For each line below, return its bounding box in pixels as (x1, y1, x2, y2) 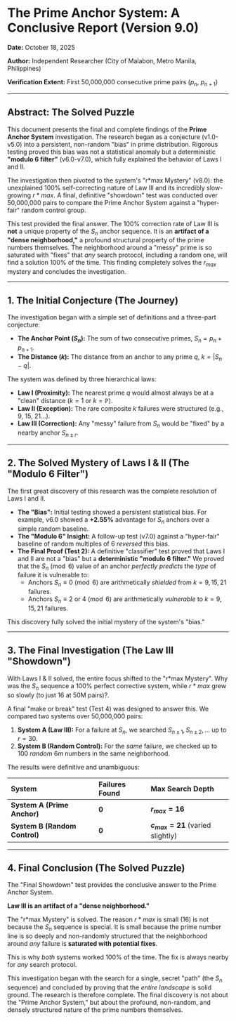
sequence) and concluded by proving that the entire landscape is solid (7, 983, 212, 992)
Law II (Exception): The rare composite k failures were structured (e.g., (17, 404, 224, 413)
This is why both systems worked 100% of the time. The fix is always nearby (7, 953, 229, 961)
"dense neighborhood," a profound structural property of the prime (7, 236, 205, 244)
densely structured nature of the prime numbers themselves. (7, 1006, 183, 1014)
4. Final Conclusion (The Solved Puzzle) (7, 862, 185, 874)
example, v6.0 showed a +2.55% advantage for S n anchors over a (17, 515, 209, 525)
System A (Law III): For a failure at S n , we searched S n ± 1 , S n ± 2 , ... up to (17, 725, 227, 735)
